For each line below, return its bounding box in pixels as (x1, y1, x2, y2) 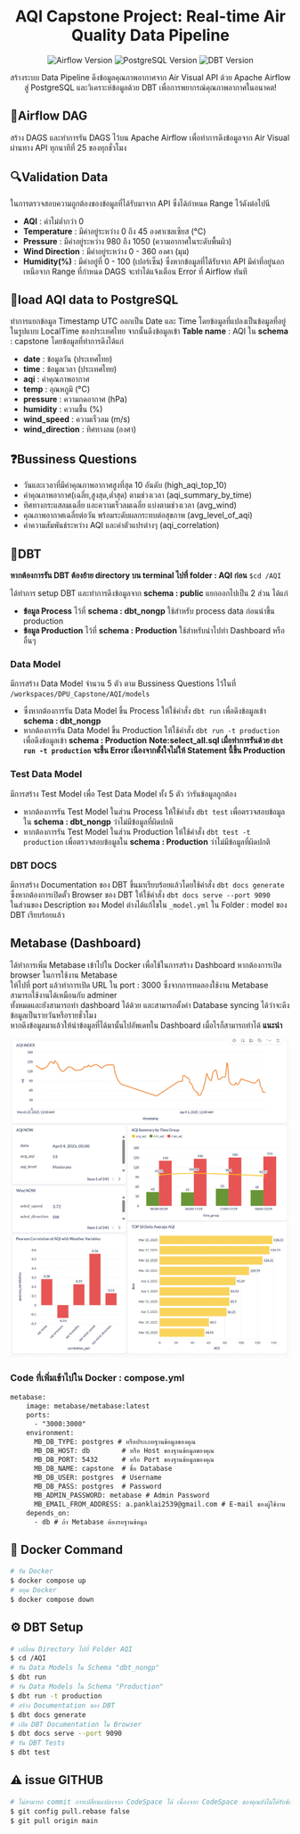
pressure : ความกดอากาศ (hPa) (22, 394, 128, 405)
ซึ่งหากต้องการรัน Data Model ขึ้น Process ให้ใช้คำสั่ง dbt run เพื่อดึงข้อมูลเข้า (22, 706, 266, 716)
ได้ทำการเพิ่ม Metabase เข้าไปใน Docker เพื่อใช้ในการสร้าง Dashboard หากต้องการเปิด (10, 959, 282, 970)
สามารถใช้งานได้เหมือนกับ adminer (10, 989, 118, 1000)
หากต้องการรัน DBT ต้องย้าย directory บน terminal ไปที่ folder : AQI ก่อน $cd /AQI (10, 570, 281, 581)
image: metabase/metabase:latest (26, 1402, 150, 1411)
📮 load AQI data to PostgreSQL (10, 292, 179, 307)
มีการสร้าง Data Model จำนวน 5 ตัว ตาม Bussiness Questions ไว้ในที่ (10, 678, 237, 689)
